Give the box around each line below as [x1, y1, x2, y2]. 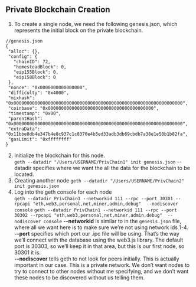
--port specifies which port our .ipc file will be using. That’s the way [14, 230, 179, 237]
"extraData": [8, 126, 41, 132]
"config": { [8, 53, 38, 60]
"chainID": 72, [13, 58, 51, 64]
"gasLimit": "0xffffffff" [8, 136, 72, 142]
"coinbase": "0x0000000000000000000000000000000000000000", [8, 105, 159, 111]
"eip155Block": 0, [13, 69, 59, 75]
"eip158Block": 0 [13, 74, 57, 80]
